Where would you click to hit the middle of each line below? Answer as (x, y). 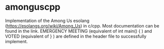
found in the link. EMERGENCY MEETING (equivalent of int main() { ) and (79, 31)
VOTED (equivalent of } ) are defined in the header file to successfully (76, 36)
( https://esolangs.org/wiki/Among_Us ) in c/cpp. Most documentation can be (82, 25)
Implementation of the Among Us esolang (47, 21)
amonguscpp (33, 7)
